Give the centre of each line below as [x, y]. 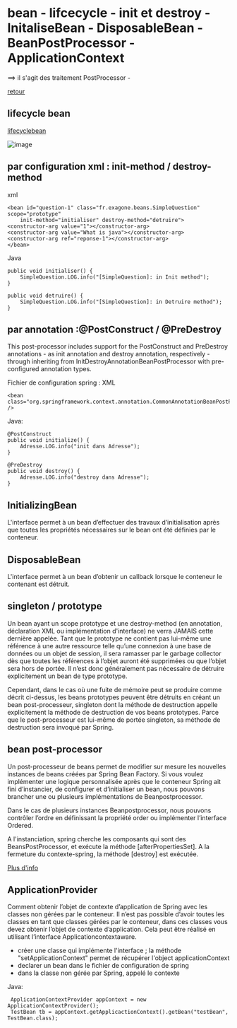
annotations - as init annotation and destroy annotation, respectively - [109, 354]
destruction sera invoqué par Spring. [61, 727]
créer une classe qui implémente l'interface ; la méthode [99, 951]
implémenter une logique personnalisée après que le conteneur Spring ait [114, 781]
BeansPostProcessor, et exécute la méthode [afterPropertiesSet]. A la [109, 846]
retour [16, 91]
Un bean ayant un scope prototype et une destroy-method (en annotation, [115, 623]
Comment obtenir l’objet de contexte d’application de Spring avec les [108, 907]
